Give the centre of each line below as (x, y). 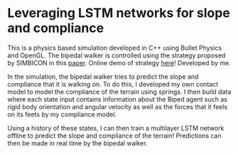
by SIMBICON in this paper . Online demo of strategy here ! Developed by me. (119, 62)
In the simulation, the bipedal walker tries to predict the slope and (103, 77)
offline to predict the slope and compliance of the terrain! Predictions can (114, 136)
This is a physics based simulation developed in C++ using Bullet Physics (115, 48)
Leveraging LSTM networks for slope (119, 13)
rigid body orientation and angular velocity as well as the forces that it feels (118, 106)
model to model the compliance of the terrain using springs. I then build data (119, 92)
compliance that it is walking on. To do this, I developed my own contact (113, 84)
